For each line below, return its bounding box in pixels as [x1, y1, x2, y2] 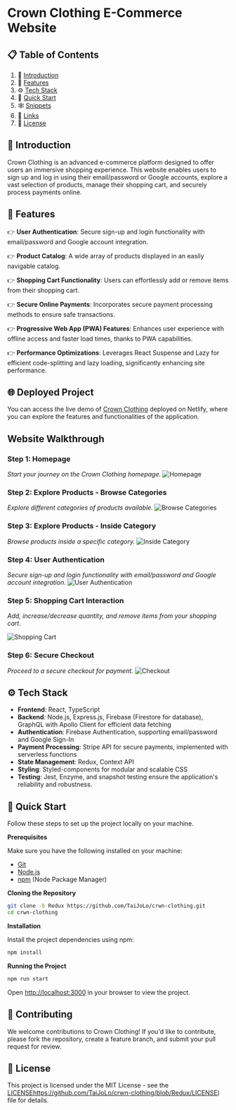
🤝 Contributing [7, 1009, 73, 1021]
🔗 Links [17, 111, 39, 120]
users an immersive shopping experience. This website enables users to [7, 165, 216, 174]
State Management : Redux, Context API [17, 758, 135, 767]
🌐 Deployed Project [7, 386, 94, 398]
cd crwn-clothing [7, 909, 58, 916]
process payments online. [7, 188, 82, 196]
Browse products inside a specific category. [7, 537, 136, 545]
